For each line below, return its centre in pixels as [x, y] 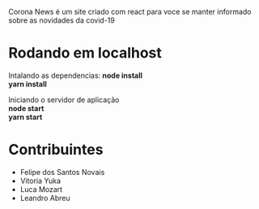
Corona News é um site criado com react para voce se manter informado [130, 12]
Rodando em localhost [85, 53]
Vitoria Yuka [40, 181]
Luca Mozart [41, 189]
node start [26, 108]
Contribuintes [56, 150]
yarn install [28, 83]
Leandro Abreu [45, 198]
